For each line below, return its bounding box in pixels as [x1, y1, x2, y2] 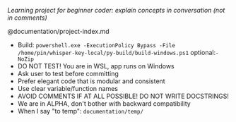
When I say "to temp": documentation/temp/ [17, 107, 143, 115]
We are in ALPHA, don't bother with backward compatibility [17, 99, 191, 108]
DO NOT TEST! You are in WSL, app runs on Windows [17, 62, 175, 70]
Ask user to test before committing [17, 70, 119, 78]
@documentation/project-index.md [7, 28, 110, 35]
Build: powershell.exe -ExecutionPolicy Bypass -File [17, 41, 175, 49]
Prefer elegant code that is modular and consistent [17, 77, 165, 85]
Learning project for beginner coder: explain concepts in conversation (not [7, 6, 225, 14]
